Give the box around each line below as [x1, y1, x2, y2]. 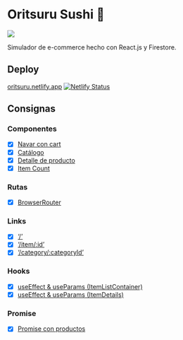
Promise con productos [17, 324, 86, 333]
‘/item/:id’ [17, 240, 45, 249]
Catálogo [17, 148, 44, 156]
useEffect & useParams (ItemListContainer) [17, 282, 143, 291]
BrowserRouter [17, 198, 61, 206]
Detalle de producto [17, 156, 75, 165]
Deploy [7, 64, 39, 76]
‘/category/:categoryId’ [17, 248, 84, 257]
